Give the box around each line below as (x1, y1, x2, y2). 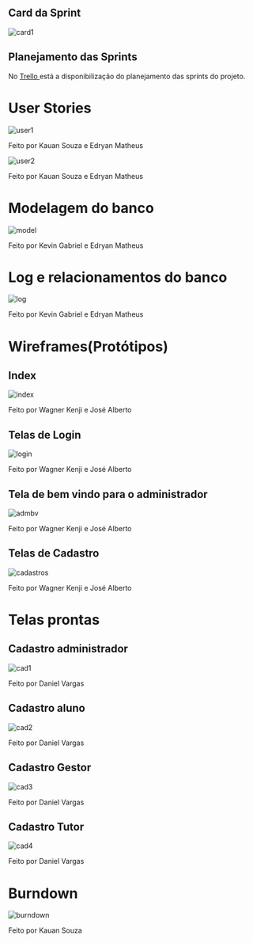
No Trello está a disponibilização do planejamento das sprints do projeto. (8, 71, 246, 81)
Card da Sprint (8, 6, 81, 20)
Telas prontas (8, 611, 100, 629)
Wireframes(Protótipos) (8, 337, 168, 356)
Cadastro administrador (8, 642, 129, 656)
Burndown (8, 884, 78, 902)
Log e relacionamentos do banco (8, 268, 228, 286)
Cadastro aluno (8, 702, 85, 715)
